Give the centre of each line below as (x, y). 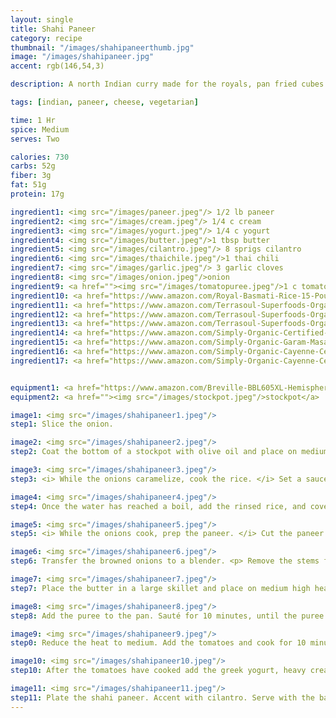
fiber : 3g (31, 176)
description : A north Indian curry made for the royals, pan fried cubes (167, 84)
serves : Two (35, 139)
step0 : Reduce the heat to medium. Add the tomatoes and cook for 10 (158, 643)
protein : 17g (37, 194)
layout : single (42, 19)
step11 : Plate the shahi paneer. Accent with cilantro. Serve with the (162, 697)
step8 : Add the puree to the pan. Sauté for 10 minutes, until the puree (167, 616)
